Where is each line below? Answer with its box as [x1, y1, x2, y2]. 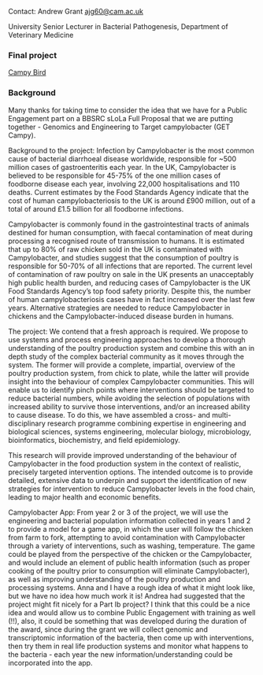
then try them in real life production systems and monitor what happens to [8, 641, 249, 651]
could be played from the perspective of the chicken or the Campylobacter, [8, 549, 253, 559]
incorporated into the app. [8, 658, 93, 667]
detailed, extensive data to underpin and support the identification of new [8, 475, 246, 485]
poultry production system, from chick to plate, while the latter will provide [8, 368, 250, 378]
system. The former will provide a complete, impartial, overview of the [8, 360, 235, 369]
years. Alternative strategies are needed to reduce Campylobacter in [8, 303, 231, 312]
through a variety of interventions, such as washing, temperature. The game [8, 540, 256, 550]
